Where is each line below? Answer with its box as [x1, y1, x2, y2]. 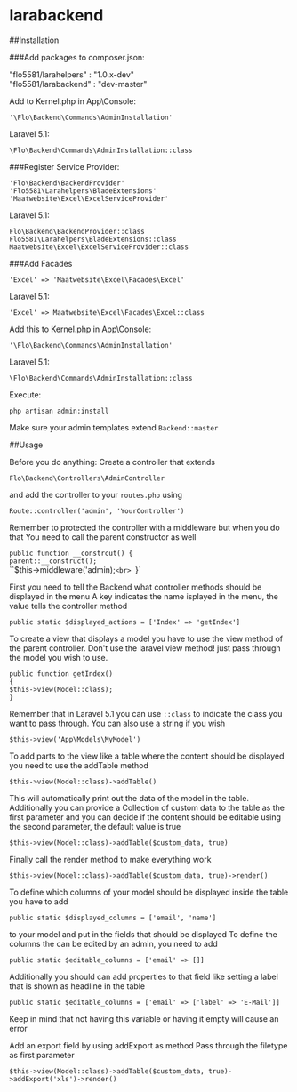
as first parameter [9, 1049, 75, 1060]
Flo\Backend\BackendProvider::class [9, 227, 145, 236]
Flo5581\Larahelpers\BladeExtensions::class [9, 235, 177, 244]
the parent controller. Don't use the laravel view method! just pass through [9, 642, 282, 654]
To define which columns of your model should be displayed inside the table [9, 887, 289, 897]
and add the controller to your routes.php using [9, 489, 183, 500]
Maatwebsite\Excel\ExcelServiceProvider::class [9, 242, 189, 252]
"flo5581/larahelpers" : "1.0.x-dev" [9, 68, 135, 80]
